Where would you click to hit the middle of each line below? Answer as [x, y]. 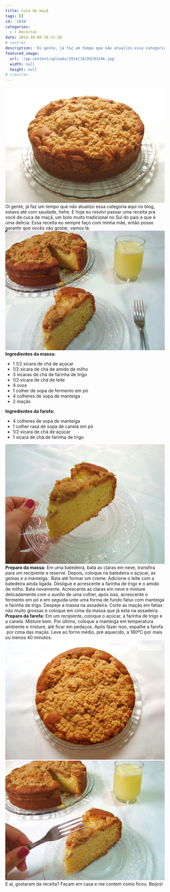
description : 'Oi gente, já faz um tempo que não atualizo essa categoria [86, 48]
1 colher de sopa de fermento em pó [50, 390]
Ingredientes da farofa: [30, 411]
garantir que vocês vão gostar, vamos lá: [48, 228]
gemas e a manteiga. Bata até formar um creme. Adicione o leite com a [80, 578]
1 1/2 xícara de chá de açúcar [43, 363]
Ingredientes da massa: [31, 354]
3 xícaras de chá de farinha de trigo [50, 374]
